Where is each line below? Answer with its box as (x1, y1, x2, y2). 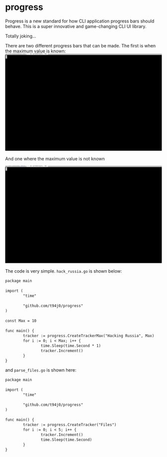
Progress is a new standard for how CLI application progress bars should (5, 18, 155, 24)
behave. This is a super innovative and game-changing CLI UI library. (5, 23, 147, 29)
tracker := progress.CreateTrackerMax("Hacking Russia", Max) (23, 334, 155, 339)
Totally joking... (5, 33, 36, 39)
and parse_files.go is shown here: (5, 367, 77, 373)
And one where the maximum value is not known (5, 156, 105, 162)
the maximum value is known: (5, 48, 66, 54)
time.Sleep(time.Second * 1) (40, 344, 101, 349)
